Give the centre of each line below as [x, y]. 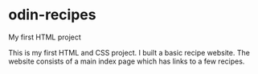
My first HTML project [45, 37]
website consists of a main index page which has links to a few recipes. [127, 61]
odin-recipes [52, 15]
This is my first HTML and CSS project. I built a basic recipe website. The [129, 52]
